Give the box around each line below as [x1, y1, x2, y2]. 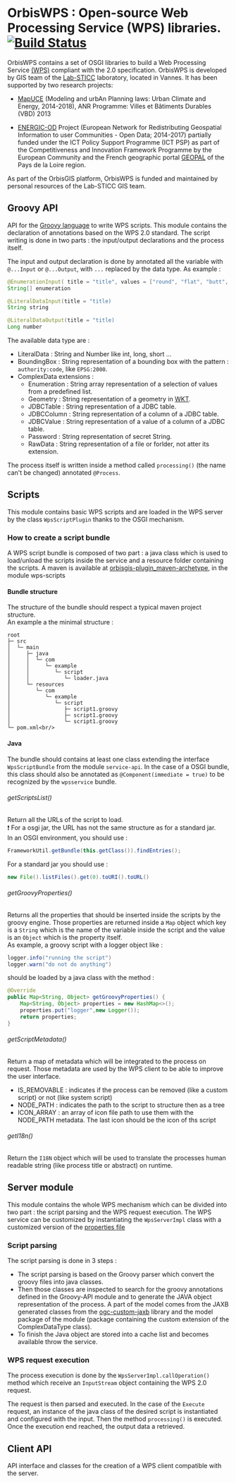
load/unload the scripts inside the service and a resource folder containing [7, 556, 224, 565]
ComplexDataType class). [17, 1323, 92, 1331]
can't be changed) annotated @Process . [7, 468, 121, 477]
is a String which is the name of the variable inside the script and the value [7, 926, 225, 934]
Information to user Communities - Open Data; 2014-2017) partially [17, 131, 211, 139]
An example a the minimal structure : [7, 618, 114, 627]
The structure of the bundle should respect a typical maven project [7, 603, 202, 612]
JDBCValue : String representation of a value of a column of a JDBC [27, 418, 225, 425]
